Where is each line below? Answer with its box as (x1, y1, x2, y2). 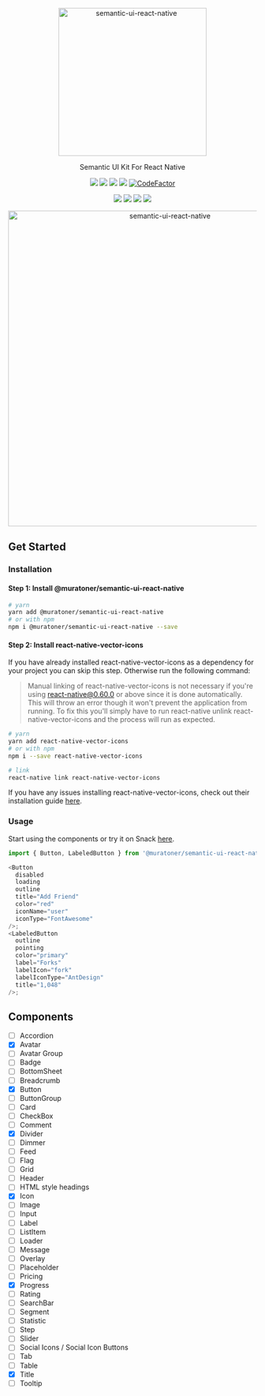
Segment (19, 1307, 50, 1317)
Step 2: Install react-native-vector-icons (8, 640, 144, 649)
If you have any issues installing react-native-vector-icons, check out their (8, 788, 250, 797)
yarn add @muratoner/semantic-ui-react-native (8, 608, 164, 616)
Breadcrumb (19, 1076, 61, 1085)
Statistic (19, 1316, 47, 1326)
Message (19, 1244, 50, 1254)
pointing (15, 944, 44, 952)
